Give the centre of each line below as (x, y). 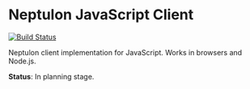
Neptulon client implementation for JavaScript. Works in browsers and (125, 52)
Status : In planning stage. (51, 76)
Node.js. (22, 61)
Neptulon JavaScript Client (101, 15)
